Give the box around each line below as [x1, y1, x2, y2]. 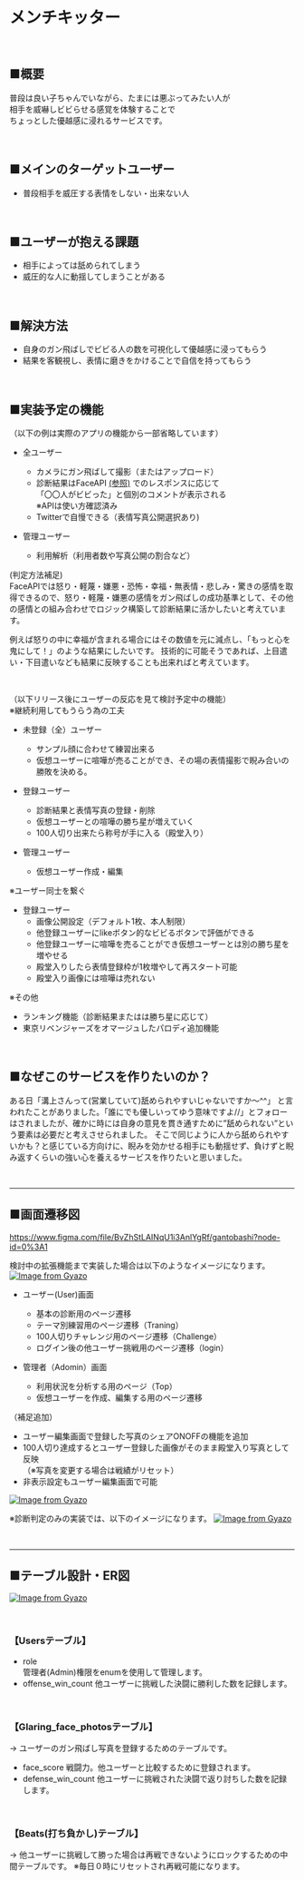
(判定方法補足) [9, 570, 63, 580]
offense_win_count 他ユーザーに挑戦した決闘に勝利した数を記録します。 [22, 1678, 292, 1689]
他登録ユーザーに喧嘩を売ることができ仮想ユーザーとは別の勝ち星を [35, 939, 290, 949]
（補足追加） [9, 1411, 57, 1422]
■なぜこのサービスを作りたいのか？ [9, 1069, 211, 1084]
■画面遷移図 [9, 1207, 81, 1222]
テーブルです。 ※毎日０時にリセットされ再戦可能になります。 [16, 1861, 245, 1872]
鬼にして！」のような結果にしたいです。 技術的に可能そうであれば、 [9, 645, 264, 656]
